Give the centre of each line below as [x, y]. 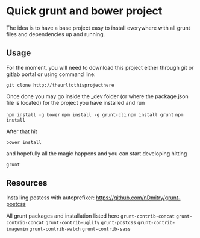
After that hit [22, 131]
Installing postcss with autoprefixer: [51, 198]
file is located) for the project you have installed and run [76, 102]
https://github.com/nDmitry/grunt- [138, 198]
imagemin [17, 229]
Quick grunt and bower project [84, 11]
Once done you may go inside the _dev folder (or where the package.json [97, 96]
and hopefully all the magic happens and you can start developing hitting [97, 153]
